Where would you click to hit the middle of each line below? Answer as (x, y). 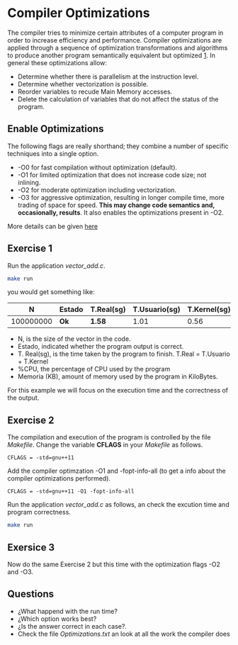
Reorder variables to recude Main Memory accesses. (95, 91)
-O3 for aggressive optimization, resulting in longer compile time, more (121, 197)
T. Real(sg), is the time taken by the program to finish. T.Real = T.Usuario (124, 354)
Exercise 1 (30, 248)
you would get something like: (51, 292)
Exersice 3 (31, 547)
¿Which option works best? (57, 619)
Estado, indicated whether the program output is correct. (101, 347)
